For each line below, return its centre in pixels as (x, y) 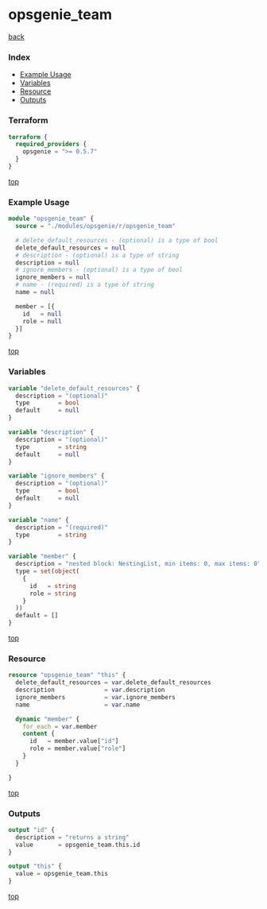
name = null (35, 292)
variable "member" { (43, 557)
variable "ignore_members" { (56, 476)
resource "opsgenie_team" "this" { (67, 675)
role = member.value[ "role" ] (77, 748)
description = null (48, 263)
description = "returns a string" (72, 837)
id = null (42, 314)
